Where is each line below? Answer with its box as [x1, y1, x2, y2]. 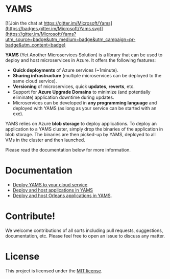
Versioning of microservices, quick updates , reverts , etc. [12, 83, 135, 90]
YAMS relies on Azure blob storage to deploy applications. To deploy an [5, 120, 157, 126]
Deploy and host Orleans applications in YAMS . [12, 192, 112, 199]
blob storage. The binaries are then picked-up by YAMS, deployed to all [5, 131, 156, 137]
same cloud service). [12, 78, 57, 84]
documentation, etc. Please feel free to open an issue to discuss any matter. [5, 232, 165, 239]
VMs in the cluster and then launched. [5, 137, 85, 143]
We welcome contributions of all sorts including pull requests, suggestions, [5, 227, 163, 233]
